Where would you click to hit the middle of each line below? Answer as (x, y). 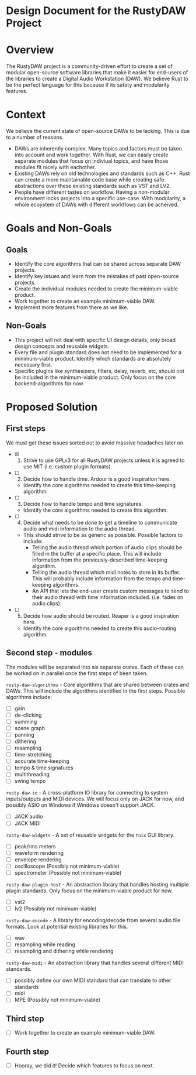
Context (26, 115)
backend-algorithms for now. (49, 383)
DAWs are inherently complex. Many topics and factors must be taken (98, 149)
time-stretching (33, 755)
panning (24, 735)
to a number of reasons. (35, 137)
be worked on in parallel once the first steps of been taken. (77, 673)
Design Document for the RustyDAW (96, 11)
